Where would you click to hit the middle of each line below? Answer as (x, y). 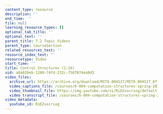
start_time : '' (20, 64)
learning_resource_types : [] (34, 28)
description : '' (21, 14)
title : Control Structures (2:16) (40, 68)
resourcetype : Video (26, 59)
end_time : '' (18, 18)
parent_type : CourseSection (33, 46)
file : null (16, 23)
